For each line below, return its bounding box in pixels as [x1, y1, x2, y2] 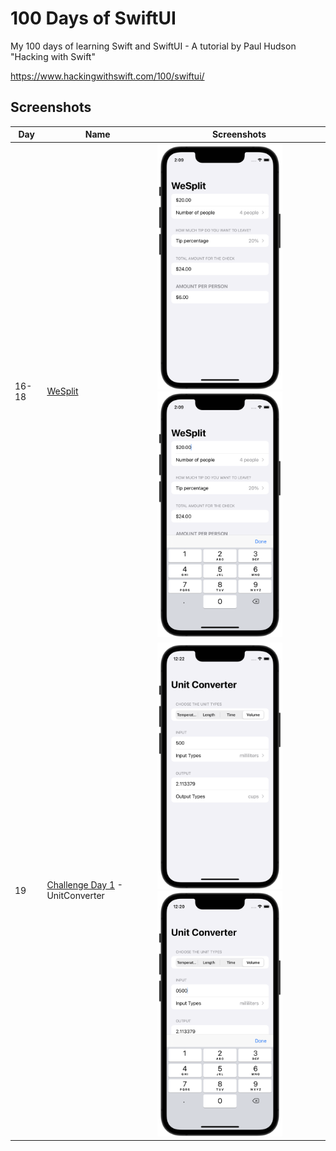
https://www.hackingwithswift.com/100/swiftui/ [10, 70, 205, 82]
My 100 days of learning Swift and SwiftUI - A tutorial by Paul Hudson [10, 40, 297, 52]
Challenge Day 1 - [46, 879, 123, 891]
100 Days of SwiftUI [10, 7, 177, 30]
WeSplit [46, 385, 79, 397]
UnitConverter [46, 890, 105, 902]
